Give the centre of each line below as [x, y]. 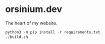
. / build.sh [17, 37]
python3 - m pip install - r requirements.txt [53, 32]
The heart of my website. [31, 23]
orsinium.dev [34, 9]
